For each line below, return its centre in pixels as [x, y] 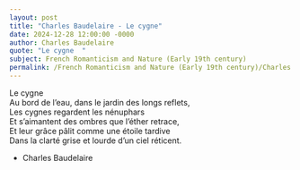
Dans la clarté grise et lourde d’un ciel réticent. [96, 140]
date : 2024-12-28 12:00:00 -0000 [72, 34]
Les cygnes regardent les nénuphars [77, 112]
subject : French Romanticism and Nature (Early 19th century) [128, 59]
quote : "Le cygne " [48, 51]
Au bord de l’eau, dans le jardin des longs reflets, [100, 102]
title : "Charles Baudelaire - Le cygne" [86, 26]
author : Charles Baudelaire [62, 42]
